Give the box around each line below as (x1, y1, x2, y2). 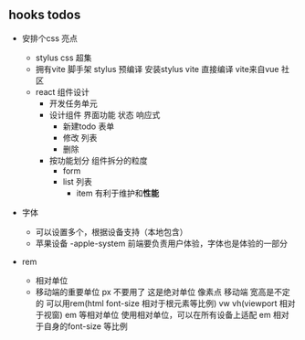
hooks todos (8, 7, 81, 23)
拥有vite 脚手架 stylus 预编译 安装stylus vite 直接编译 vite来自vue (35, 63, 279, 74)
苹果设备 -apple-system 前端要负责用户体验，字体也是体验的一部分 (35, 238, 289, 249)
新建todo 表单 (62, 121, 115, 132)
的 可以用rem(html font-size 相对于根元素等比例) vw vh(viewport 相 (35, 297, 289, 309)
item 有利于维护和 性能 (76, 187, 160, 198)
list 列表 (62, 175, 92, 186)
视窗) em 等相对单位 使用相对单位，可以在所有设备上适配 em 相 (43, 309, 282, 320)
